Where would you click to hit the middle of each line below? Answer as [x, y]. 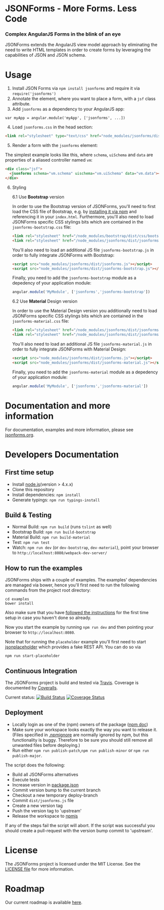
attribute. [21, 104]
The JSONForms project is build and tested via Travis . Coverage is [72, 683]
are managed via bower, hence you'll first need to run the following [72, 585]
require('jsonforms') [34, 94]
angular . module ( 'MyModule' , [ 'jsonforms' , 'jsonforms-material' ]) [80, 386]
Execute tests [26, 780]
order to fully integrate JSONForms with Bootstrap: [63, 255]
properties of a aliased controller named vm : [49, 160]
